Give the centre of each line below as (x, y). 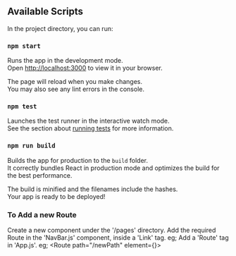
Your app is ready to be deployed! (56, 196)
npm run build (31, 146)
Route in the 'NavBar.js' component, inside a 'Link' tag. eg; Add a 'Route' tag (118, 238)
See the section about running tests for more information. (91, 128)
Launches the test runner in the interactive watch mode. (89, 121)
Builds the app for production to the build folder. (78, 160)
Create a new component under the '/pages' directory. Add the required (112, 230)
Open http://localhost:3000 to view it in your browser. (85, 68)
